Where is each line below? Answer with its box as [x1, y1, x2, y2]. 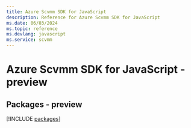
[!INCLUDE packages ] [6, 115, 61, 122]
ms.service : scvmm [6, 37, 52, 43]
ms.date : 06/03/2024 [6, 20, 58, 26]
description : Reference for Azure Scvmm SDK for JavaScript [6, 14, 161, 20]
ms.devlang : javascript [6, 31, 66, 37]
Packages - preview [6, 99, 83, 109]
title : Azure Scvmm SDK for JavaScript [6, 8, 107, 15]
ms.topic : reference [6, 25, 58, 32]
